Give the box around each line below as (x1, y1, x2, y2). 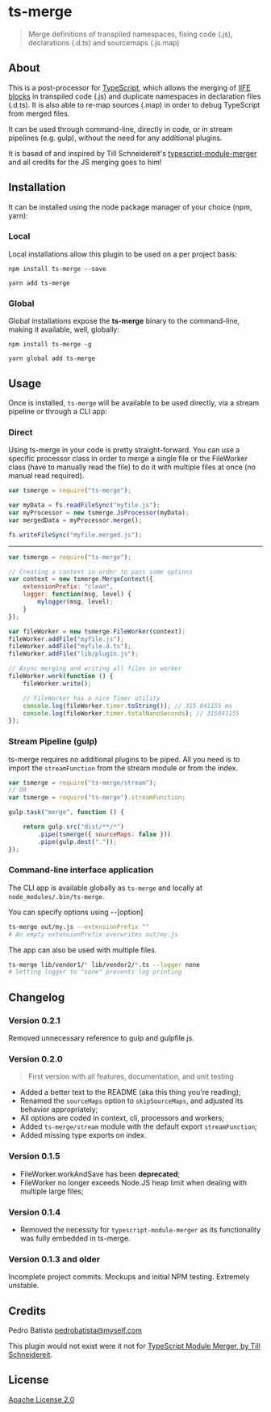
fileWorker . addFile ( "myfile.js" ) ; (8, 634, 125, 643)
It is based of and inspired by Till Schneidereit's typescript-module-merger (8, 148, 257, 158)
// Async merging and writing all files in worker (8, 664, 182, 673)
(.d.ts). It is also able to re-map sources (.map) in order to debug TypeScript (8, 100, 261, 109)
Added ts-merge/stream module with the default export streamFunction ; (19, 1122, 258, 1131)
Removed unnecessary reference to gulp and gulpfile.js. (8, 1033, 195, 1043)
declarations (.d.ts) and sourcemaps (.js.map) (27, 37, 180, 47)
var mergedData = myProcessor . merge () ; (8, 516, 143, 524)
